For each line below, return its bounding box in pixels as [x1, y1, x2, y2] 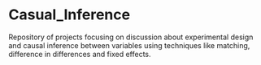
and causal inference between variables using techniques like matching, [8, 40, 250, 50]
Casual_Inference [8, 6, 131, 24]
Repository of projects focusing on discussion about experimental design [8, 32, 254, 42]
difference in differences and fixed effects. [8, 49, 151, 59]
